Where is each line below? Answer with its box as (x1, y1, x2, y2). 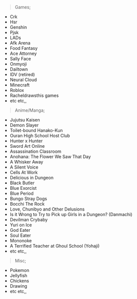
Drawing (9, 283, 27, 289)
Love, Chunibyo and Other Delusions (9, 206, 85, 212)
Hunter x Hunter (9, 138, 43, 144)
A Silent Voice (9, 164, 39, 170)
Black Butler (9, 180, 35, 186)
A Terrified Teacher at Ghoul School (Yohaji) (9, 243, 100, 249)
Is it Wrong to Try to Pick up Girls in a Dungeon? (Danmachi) (9, 212, 133, 217)
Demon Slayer (9, 122, 39, 128)
